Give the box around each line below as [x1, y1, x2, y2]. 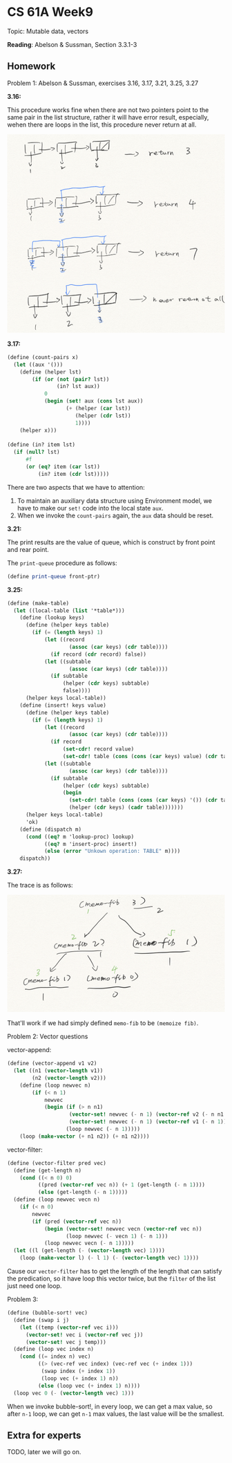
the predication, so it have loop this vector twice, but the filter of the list [7, 1274, 216, 1283]
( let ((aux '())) [13, 361, 64, 368]
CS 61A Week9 [7, 4, 93, 20]
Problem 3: [7, 1295, 39, 1304]
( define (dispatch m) [19, 826, 81, 833]
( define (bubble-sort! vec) [7, 1309, 88, 1316]
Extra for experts [7, 1429, 81, 1441]
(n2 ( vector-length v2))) [32, 1074, 107, 1081]
